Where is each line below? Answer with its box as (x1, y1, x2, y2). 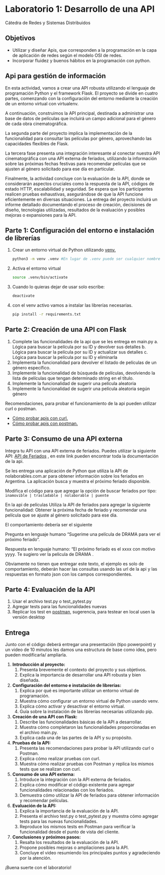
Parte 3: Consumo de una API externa (5, 435, 123, 443)
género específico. (12, 364, 51, 370)
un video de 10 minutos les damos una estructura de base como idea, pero (5, 647, 157, 653)
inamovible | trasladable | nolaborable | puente (5, 493, 109, 498)
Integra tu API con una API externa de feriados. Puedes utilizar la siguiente (5, 448, 156, 454)
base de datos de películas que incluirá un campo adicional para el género (5, 115, 156, 121)
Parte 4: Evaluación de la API (5, 585, 95, 594)
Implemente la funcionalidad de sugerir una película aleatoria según (12, 386, 150, 391)
